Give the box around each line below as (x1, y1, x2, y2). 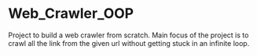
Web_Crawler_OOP (8, 5, 134, 23)
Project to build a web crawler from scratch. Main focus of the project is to (8, 30, 249, 40)
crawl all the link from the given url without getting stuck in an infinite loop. (8, 38, 250, 47)
